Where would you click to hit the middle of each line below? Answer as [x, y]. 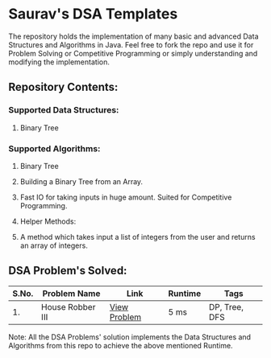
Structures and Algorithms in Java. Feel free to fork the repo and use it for [131, 44]
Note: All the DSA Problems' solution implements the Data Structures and [130, 337]
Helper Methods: [48, 221]
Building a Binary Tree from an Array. [81, 181]
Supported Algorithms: [54, 148]
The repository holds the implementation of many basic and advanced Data [133, 36]
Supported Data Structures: [64, 110]
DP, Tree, [226, 307]
